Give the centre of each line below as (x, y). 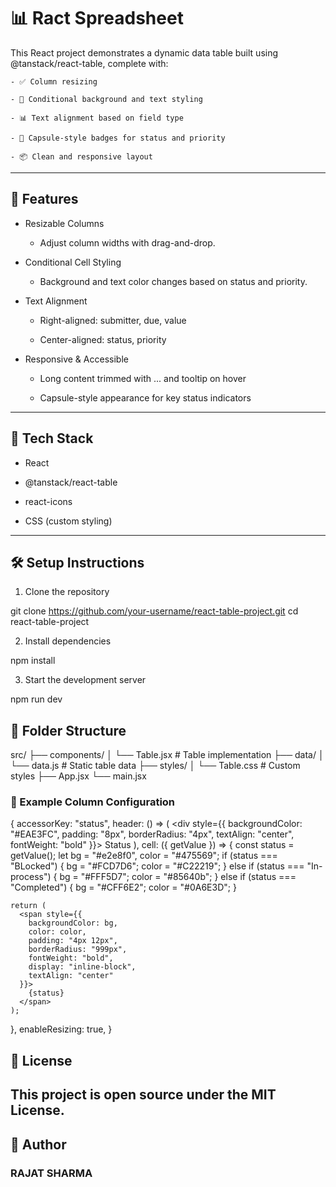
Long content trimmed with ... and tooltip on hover (143, 378)
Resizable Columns (64, 223)
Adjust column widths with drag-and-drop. (127, 242)
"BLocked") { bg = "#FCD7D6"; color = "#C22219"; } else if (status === (157, 866)
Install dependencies (68, 641)
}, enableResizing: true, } (61, 1029)
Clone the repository (67, 592)
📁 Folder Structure (68, 730)
